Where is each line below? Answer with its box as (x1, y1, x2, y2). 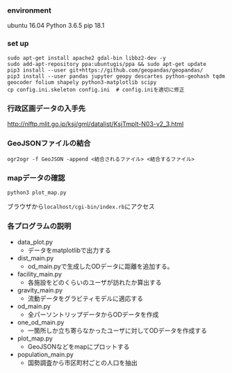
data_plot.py (17, 238, 53, 246)
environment (7, 6, 52, 15)
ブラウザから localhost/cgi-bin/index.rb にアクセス (7, 202, 155, 210)
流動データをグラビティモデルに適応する (27, 294, 144, 302)
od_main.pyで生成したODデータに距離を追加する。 (27, 262, 174, 270)
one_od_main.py (17, 318, 65, 326)
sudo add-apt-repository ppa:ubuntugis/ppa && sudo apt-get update (7, 60, 207, 67)
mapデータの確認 (7, 173, 65, 183)
